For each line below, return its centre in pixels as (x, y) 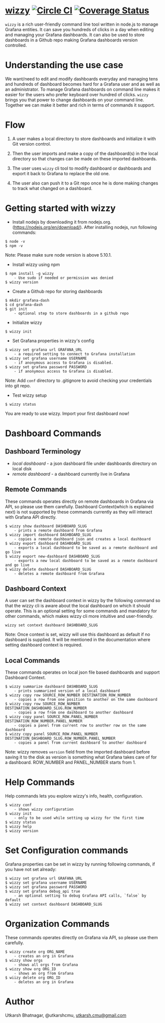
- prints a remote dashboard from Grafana (58, 530)
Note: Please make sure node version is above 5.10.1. (59, 255)
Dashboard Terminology (43, 452)
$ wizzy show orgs (24, 960)
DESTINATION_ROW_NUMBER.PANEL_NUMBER (44, 721)
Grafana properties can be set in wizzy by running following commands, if (80, 864)
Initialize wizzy (27, 322)
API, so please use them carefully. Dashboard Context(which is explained (80, 506)
